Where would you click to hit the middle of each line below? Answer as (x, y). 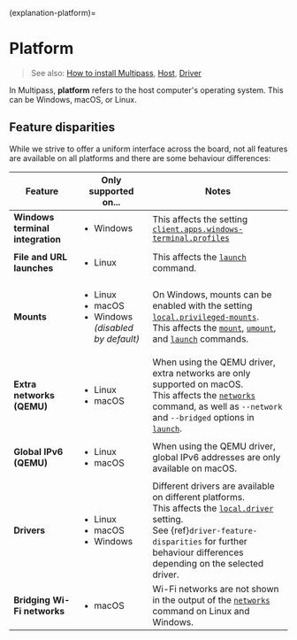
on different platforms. (198, 497)
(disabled (114, 328)
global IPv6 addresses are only (217, 457)
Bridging (32, 599)
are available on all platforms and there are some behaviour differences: (140, 158)
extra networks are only (202, 373)
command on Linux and (201, 611)
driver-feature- (223, 531)
